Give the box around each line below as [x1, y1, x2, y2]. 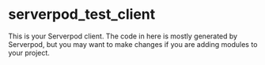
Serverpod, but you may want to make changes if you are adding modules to [8, 39, 258, 49]
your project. [8, 48, 50, 57]
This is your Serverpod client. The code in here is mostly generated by [8, 31, 238, 41]
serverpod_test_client [8, 5, 156, 23]
